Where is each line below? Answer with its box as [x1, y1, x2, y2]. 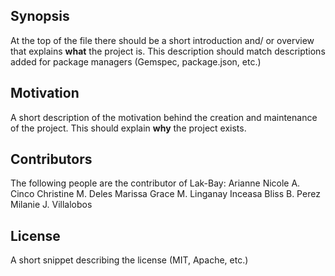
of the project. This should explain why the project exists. [10, 122, 247, 134]
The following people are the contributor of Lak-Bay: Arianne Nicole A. [10, 177, 301, 189]
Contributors [10, 151, 93, 168]
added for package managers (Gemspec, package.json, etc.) [10, 55, 262, 68]
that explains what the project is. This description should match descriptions [10, 45, 326, 57]
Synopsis [10, 8, 70, 25]
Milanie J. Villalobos [10, 199, 93, 211]
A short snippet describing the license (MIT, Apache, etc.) [10, 254, 249, 266]
